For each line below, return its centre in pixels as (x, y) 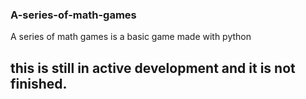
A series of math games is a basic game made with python (131, 37)
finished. (39, 83)
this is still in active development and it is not (153, 68)
